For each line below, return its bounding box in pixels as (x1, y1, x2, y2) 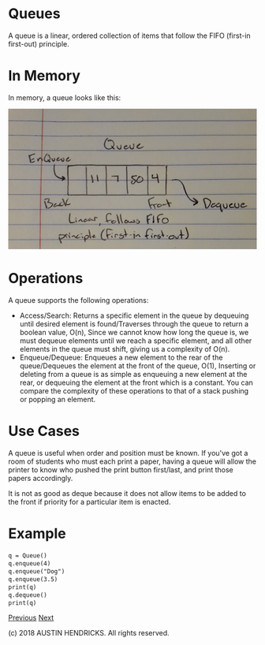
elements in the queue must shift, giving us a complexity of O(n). (19, 345, 230, 354)
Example (8, 525, 66, 542)
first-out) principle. (8, 39, 69, 48)
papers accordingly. (8, 474, 73, 483)
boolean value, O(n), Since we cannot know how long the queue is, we (19, 328, 249, 337)
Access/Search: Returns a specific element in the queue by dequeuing (19, 311, 249, 320)
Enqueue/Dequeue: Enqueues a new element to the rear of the (19, 352, 223, 363)
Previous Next (8, 613, 54, 623)
